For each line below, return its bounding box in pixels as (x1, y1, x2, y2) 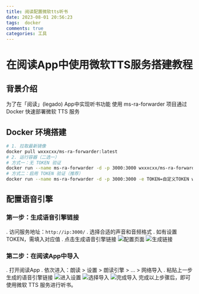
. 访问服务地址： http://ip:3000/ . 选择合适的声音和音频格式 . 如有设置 (6, 228, 178, 235)
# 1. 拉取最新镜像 (6, 143, 46, 149)
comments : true (6, 25, 44, 31)
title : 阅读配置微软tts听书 (6, 8, 68, 15)
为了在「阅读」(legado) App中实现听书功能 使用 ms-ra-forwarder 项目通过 (6, 100, 188, 108)
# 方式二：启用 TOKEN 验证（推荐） (6, 170, 84, 177)
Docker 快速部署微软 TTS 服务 (6, 108, 80, 115)
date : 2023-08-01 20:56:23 (6, 14, 73, 20)
